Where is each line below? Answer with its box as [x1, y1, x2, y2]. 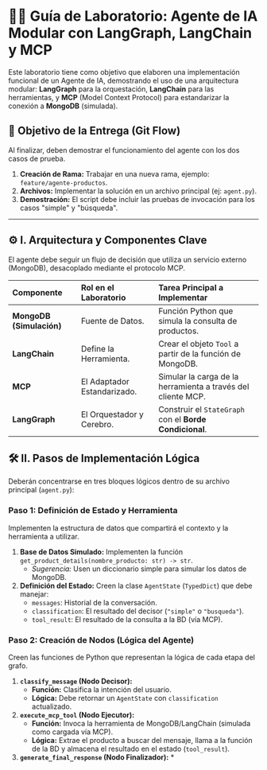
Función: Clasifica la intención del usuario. [31, 684, 172, 694]
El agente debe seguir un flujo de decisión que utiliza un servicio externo [8, 255, 247, 264]
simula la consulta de [158, 315, 238, 326]
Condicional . [158, 423, 207, 434]
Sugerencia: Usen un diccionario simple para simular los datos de [31, 564, 247, 574]
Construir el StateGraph [158, 403, 245, 414]
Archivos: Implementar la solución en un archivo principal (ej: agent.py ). [19, 186, 257, 196]
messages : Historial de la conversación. [31, 597, 157, 607]
